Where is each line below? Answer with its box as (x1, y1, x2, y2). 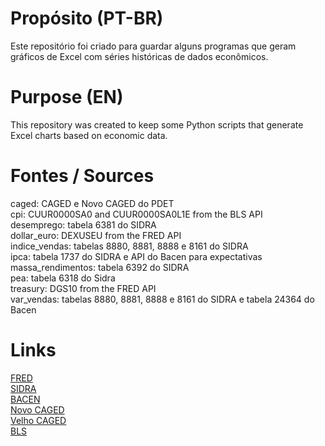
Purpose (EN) (10, 86, 124, 109)
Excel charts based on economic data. (10, 129, 168, 141)
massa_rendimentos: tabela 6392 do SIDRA (10, 261, 190, 273)
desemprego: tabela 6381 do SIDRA (10, 218, 157, 231)
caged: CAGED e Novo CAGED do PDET (10, 197, 175, 209)
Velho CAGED (10, 414, 67, 426)
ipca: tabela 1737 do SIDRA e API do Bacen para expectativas (10, 250, 263, 262)
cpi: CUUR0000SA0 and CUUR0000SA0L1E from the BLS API (10, 208, 263, 220)
